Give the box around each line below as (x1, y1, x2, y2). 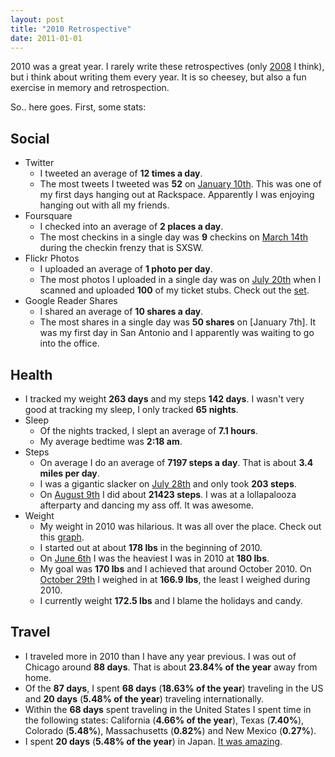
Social (10, 130, 50, 147)
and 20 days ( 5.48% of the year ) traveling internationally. (24, 692, 265, 705)
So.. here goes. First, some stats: (10, 101, 147, 113)
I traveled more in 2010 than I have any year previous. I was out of (24, 650, 297, 662)
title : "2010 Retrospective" (10, 24, 132, 34)
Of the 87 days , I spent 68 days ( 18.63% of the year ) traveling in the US (24, 682, 324, 694)
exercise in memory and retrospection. (10, 82, 170, 94)
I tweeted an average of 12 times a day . (39, 167, 203, 180)
